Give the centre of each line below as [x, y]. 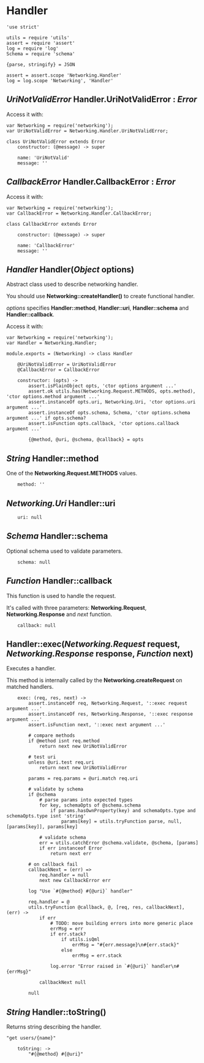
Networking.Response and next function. [59, 614]
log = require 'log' [33, 48]
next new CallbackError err [75, 881]
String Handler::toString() [56, 1012]
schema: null [34, 562]
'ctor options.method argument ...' [53, 397]
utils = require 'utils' [38, 37]
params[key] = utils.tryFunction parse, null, [122, 822]
